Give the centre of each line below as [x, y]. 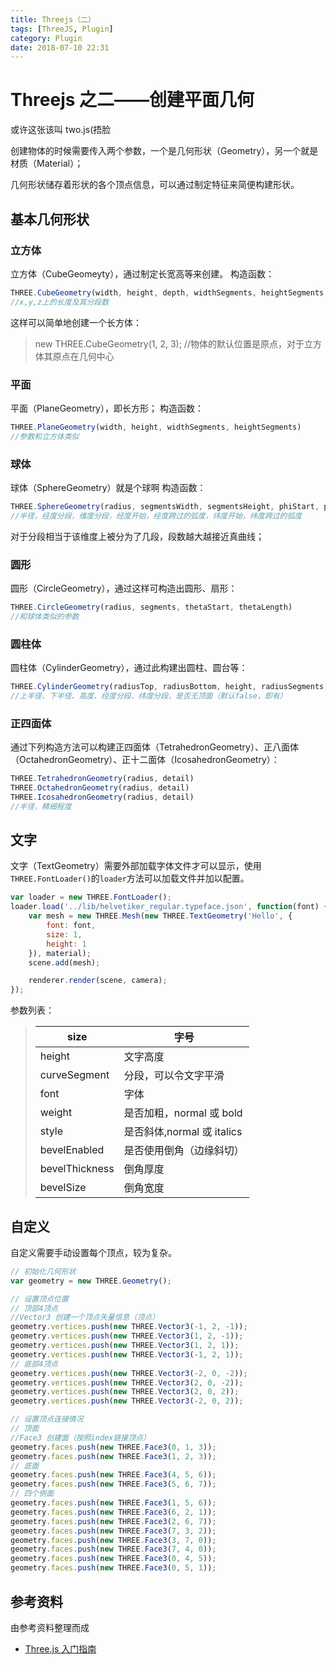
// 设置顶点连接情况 [47, 1419]
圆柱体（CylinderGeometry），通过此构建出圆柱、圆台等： [129, 668]
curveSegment [74, 1075]
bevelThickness [77, 1169]
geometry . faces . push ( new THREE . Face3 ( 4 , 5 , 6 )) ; [113, 1475]
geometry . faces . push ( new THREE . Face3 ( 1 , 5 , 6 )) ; [113, 1503]
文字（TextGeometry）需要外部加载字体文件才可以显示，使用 [136, 866]
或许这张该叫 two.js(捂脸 [61, 130]
